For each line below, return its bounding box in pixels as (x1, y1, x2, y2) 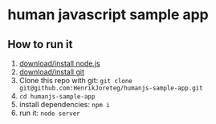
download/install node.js (18, 58, 101, 68)
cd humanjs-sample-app (18, 93, 96, 101)
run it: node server (18, 108, 81, 118)
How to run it (7, 38, 73, 51)
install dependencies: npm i (18, 100, 110, 109)
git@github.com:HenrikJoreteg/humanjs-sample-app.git (18, 84, 203, 92)
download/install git (18, 67, 85, 77)
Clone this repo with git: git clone (18, 76, 133, 85)
